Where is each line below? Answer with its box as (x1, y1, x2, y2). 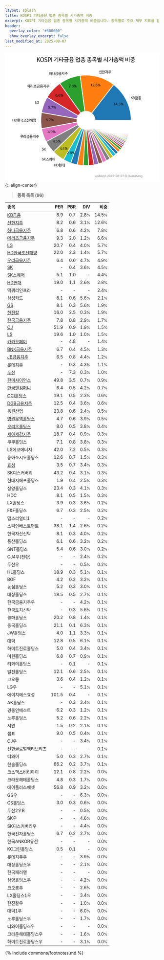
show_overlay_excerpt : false (9, 34, 69, 39)
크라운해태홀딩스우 (7, 931, 43, 937)
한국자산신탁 (7, 531, 31, 536)
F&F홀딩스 (7, 508, 27, 513)
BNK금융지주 (7, 346, 32, 352)
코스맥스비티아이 (7, 769, 39, 775)
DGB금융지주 (7, 400, 33, 406)
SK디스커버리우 (7, 823, 37, 829)
